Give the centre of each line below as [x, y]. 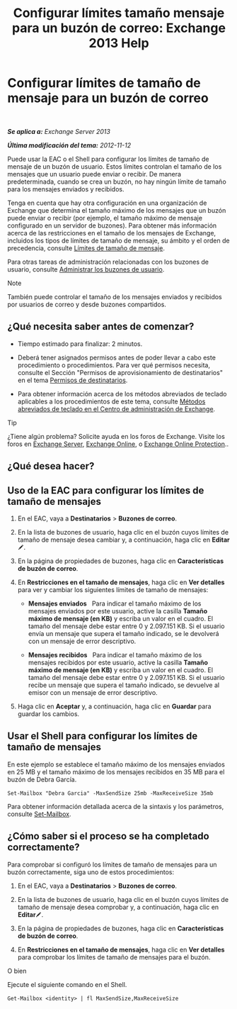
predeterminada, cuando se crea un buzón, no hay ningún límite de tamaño [117, 182]
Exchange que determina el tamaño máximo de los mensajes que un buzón [117, 210]
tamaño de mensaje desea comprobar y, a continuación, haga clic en [118, 907]
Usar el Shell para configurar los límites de [103, 736]
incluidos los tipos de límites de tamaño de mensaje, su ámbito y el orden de [118, 240]
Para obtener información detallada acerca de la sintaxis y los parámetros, [116, 806]
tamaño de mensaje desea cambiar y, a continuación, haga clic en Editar [123, 540]
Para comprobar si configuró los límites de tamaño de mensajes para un [112, 864]
